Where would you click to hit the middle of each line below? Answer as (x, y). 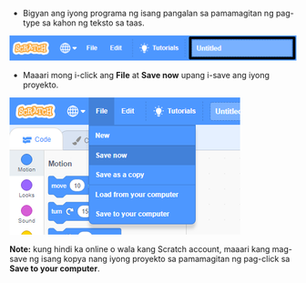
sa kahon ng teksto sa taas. (94, 23)
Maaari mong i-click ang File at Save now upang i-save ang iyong (146, 76)
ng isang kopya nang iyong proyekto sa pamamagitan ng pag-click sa (159, 259)
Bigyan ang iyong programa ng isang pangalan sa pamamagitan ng (148, 13)
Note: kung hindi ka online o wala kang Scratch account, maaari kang (140, 249)
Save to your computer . (55, 268)
